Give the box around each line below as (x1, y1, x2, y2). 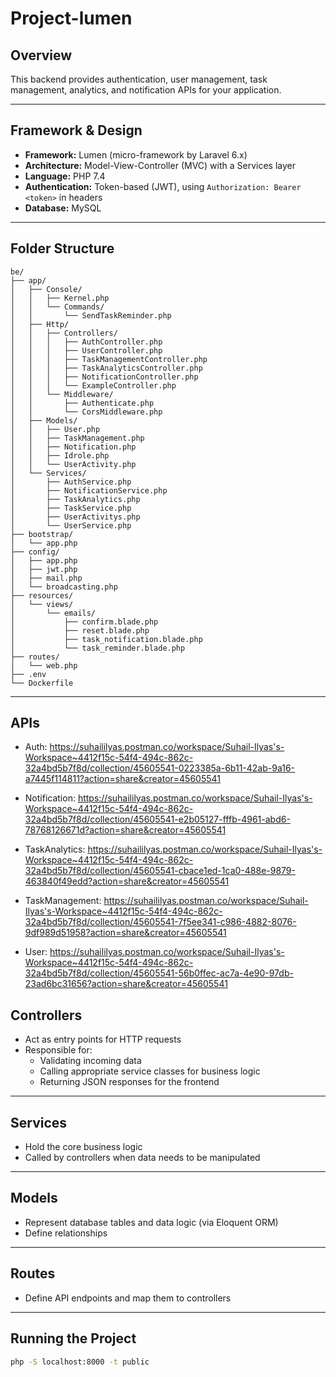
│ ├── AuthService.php (10, 477, 132, 487)
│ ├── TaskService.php (10, 503, 132, 513)
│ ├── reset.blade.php (10, 625, 150, 636)
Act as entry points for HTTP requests (24, 1033, 182, 1046)
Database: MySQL (24, 202, 102, 214)
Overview (10, 47, 73, 64)
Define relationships (24, 1227, 108, 1239)
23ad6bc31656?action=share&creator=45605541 (24, 978, 228, 990)
